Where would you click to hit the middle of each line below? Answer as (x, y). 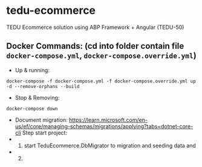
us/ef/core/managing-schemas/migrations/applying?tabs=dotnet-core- (104, 126)
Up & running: (32, 70)
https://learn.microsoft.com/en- (108, 120)
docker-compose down (32, 109)
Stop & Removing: (37, 98)
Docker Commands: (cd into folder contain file (95, 46)
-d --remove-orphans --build (43, 86)
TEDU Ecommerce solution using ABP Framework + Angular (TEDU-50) (95, 27)
